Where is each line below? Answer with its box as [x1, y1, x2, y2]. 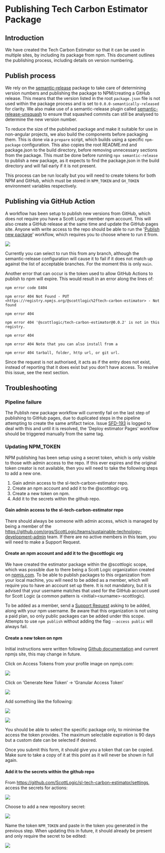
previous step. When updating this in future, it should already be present [5, 828, 152, 834]
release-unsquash [5, 111, 42, 117]
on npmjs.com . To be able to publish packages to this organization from [5, 572, 151, 578]
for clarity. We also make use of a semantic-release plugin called [5, 105, 136, 112]
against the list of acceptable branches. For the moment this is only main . [5, 261, 153, 267]
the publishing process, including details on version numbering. [5, 57, 134, 63]
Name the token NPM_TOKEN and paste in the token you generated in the [5, 823, 148, 829]
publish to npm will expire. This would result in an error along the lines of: [5, 276, 154, 282]
